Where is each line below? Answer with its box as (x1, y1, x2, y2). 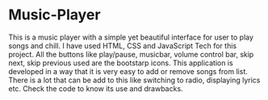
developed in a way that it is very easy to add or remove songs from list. (8, 66, 249, 76)
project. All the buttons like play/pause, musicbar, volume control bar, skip (8, 49, 254, 59)
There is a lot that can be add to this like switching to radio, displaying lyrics (8, 75, 261, 85)
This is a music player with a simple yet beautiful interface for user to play (8, 32, 254, 42)
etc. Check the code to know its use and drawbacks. (8, 83, 183, 94)
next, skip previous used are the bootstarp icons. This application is (8, 58, 233, 68)
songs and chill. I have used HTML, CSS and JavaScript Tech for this (8, 40, 237, 50)
